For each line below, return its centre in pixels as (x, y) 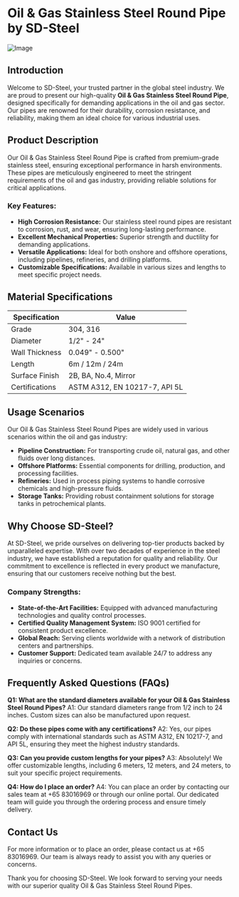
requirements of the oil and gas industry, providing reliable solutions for (112, 180)
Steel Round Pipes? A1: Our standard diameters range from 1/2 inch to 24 (115, 707)
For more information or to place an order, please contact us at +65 (106, 849)
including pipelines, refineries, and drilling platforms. (95, 259)
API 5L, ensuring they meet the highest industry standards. (94, 744)
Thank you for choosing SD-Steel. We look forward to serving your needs (115, 878)
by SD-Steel (43, 28)
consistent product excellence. (63, 630)
